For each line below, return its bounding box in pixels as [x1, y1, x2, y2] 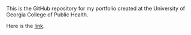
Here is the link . [6, 23, 45, 29]
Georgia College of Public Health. [6, 11, 89, 18]
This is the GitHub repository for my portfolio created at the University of [6, 5, 186, 12]
